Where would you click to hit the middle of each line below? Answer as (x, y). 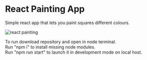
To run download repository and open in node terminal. (61, 42)
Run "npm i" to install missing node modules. (50, 47)
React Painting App (45, 9)
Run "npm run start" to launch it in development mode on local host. (74, 52)
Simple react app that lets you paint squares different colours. (67, 23)
